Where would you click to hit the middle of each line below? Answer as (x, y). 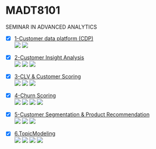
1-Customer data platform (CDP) (54, 38)
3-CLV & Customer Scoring (48, 77)
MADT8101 (33, 10)
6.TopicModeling (35, 134)
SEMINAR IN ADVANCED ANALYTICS (52, 27)
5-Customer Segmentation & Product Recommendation (82, 114)
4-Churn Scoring (35, 95)
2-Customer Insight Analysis (49, 58)
